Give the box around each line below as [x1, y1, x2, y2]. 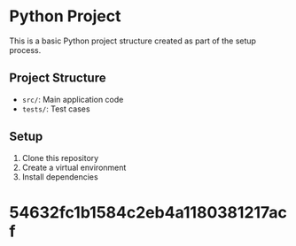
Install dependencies [21, 171, 99, 182]
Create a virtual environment [21, 162, 127, 173]
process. [9, 44, 42, 55]
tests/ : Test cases [21, 104, 90, 114]
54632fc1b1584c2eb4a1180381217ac [9, 202, 288, 222]
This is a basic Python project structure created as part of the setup [9, 35, 257, 46]
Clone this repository [21, 152, 99, 163]
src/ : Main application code [21, 94, 124, 104]
